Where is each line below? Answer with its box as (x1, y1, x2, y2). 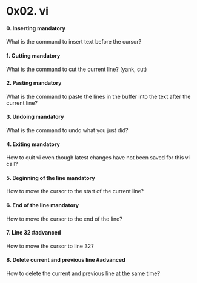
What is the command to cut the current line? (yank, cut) (6, 65, 147, 73)
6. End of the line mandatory (6, 202, 79, 208)
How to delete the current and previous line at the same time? (6, 270, 161, 277)
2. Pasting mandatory (6, 79, 62, 87)
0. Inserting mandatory (6, 24, 65, 32)
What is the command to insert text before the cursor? (6, 38, 142, 45)
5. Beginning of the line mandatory (6, 174, 95, 181)
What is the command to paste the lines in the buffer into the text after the (6, 93, 191, 100)
